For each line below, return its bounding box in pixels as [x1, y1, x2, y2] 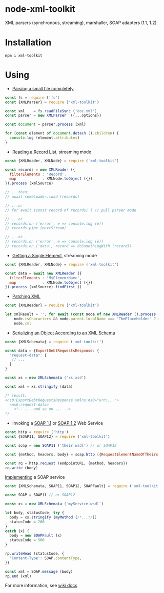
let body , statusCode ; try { [5, 511, 64, 515]
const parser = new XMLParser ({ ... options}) [5, 113, 102, 118]
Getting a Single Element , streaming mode [12, 252, 97, 258]
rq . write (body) [5, 465, 38, 470]
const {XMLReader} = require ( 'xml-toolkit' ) [5, 303, 99, 308]
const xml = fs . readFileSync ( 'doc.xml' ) [5, 108, 97, 113]
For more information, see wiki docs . [5, 583, 79, 589]
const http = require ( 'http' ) [5, 430, 69, 435]
